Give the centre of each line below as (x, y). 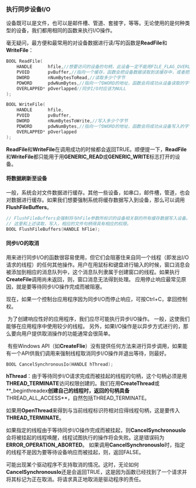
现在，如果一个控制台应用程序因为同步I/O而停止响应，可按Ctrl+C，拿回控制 (97, 299)
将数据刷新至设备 (27, 178)
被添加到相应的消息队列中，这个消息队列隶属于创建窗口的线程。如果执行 (93, 272)
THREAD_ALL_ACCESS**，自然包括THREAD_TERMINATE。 (78, 398)
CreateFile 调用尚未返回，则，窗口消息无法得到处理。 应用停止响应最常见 (94, 279)
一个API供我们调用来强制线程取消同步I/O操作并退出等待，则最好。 (90, 353)
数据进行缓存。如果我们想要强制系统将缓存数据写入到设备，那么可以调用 (98, 200)
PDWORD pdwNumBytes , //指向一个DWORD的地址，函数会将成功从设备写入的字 (103, 126)
